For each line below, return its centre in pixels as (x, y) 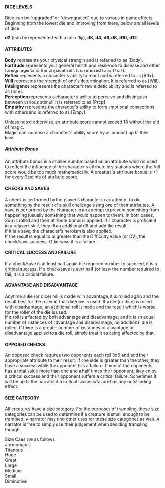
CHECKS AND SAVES (27, 188)
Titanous (14, 450)
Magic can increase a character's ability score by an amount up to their (77, 133)
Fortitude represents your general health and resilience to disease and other (82, 65)
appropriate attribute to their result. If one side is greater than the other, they (82, 360)
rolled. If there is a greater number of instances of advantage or (69, 327)
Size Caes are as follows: (30, 439)
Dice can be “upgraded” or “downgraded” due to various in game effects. (79, 18)
